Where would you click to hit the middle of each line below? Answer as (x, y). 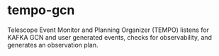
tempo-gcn (41, 10)
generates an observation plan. (53, 45)
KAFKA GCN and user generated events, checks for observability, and (110, 37)
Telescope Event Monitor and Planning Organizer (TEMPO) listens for (108, 30)
